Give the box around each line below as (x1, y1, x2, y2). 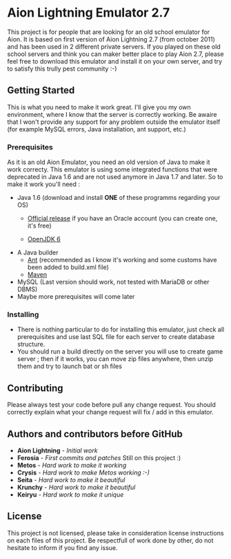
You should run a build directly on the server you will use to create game (17, 347, 223, 356)
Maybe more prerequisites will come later (17, 293, 135, 301)
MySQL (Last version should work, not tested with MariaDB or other (17, 278, 210, 286)
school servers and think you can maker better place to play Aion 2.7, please (7, 50, 224, 58)
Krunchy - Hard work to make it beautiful (17, 483, 136, 491)
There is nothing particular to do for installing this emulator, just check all (17, 325, 225, 333)
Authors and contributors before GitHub (7, 428, 183, 440)
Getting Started (7, 84, 75, 96)
